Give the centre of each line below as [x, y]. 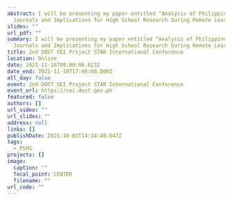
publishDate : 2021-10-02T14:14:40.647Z [65, 135]
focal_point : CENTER [43, 174]
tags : [15, 142]
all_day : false [29, 78]
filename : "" [32, 180]
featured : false [30, 97]
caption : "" [31, 167]
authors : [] [24, 104]
